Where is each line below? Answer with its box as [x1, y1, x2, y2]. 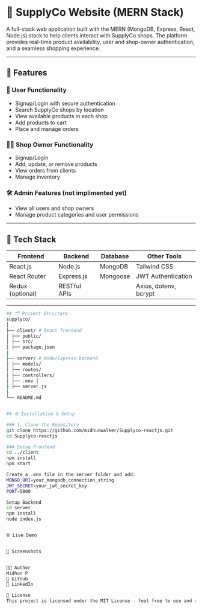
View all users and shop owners [14, 205, 94, 212]
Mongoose [100, 272, 130, 281]
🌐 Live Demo [6, 532, 37, 539]
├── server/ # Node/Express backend [6, 355, 98, 361]
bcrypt [136, 290, 155, 298]
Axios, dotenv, [136, 282, 176, 290]
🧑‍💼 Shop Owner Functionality [6, 140, 94, 148]
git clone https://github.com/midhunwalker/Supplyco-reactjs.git [6, 427, 173, 433]
